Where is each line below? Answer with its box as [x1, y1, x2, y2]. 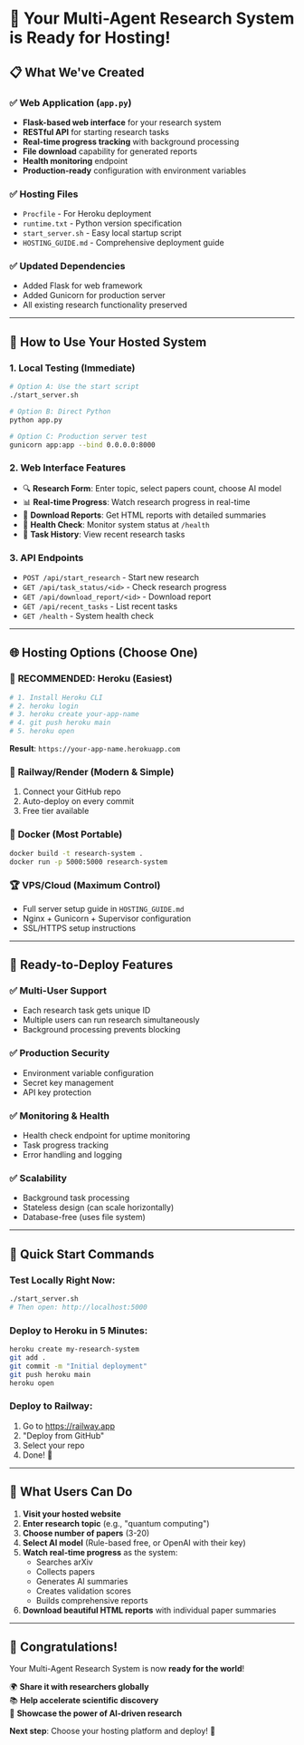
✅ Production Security [9, 1047, 110, 1060]
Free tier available [22, 806, 90, 817]
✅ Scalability [9, 1171, 68, 1184]
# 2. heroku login [9, 702, 79, 711]
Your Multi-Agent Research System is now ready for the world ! [9, 1663, 245, 1674]
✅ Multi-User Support [9, 984, 107, 997]
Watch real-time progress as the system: [22, 1546, 178, 1557]
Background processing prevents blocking [22, 1024, 181, 1035]
